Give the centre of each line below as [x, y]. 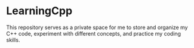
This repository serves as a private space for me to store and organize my [97, 27]
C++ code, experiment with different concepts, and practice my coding [93, 33]
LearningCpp [39, 11]
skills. [13, 40]
